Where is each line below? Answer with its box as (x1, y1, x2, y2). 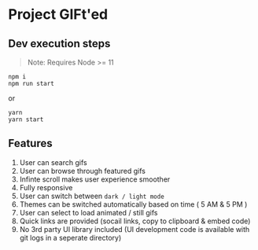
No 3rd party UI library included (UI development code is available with (19, 224, 250, 233)
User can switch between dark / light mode (19, 191, 165, 200)
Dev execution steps (8, 37, 111, 50)
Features (8, 137, 53, 150)
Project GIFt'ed (8, 6, 109, 24)
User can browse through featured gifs (19, 166, 146, 175)
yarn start (8, 116, 44, 123)
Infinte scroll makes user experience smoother (19, 175, 171, 184)
